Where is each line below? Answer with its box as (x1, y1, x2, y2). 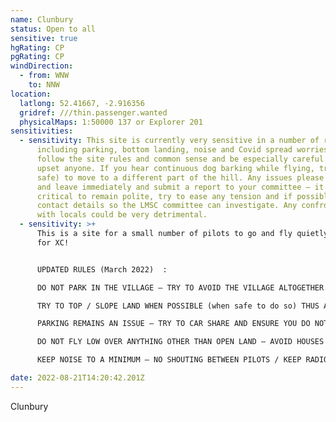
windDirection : (10, 61, 74, 71)
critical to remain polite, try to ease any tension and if (36, 191, 293, 201)
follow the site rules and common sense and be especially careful (36, 154, 325, 164)
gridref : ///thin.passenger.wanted (19, 107, 168, 118)
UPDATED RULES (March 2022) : (36, 264, 168, 275)
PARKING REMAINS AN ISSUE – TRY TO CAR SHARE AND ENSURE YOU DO (36, 319, 311, 329)
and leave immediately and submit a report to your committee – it (36, 182, 325, 192)
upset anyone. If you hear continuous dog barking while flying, (36, 163, 315, 173)
